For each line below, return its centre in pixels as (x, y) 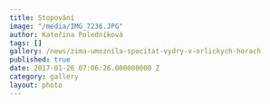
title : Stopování (42, 18)
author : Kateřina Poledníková (67, 34)
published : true (40, 60)
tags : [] (26, 43)
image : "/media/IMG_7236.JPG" (67, 26)
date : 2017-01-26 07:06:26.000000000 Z (85, 69)
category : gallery (44, 77)
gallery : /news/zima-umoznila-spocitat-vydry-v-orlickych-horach (135, 52)
